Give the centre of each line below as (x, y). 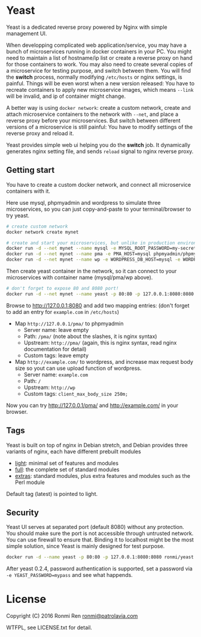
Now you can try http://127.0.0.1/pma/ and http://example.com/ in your (92, 405)
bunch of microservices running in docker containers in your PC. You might (99, 51)
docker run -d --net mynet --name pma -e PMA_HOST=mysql (79, 254)
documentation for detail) (55, 349)
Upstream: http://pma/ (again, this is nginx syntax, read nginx (100, 342)
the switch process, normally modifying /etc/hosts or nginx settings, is (94, 77)
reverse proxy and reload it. (40, 133)
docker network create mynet (42, 232)
